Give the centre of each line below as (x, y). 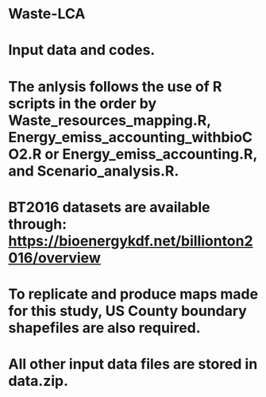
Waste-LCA (47, 14)
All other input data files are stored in (133, 364)
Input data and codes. (82, 50)
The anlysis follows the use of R (115, 86)
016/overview (54, 258)
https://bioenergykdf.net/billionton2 (131, 241)
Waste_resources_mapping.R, (110, 120)
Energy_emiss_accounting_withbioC (130, 137)
